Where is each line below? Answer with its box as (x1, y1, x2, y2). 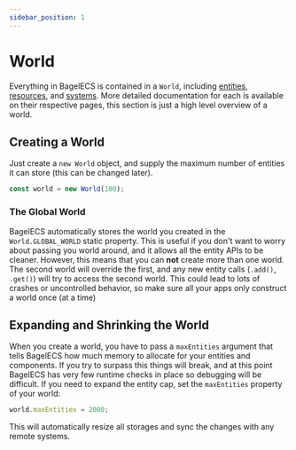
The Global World (9, 206, 86, 218)
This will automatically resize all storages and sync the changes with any (9, 422, 275, 432)
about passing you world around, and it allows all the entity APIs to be (9, 245, 264, 256)
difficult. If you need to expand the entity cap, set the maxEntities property (9, 379, 283, 390)
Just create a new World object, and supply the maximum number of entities (9, 158, 285, 169)
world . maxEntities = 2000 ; (9, 406, 109, 414)
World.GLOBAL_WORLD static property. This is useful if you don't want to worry (9, 235, 286, 246)
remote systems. (9, 431, 71, 442)
